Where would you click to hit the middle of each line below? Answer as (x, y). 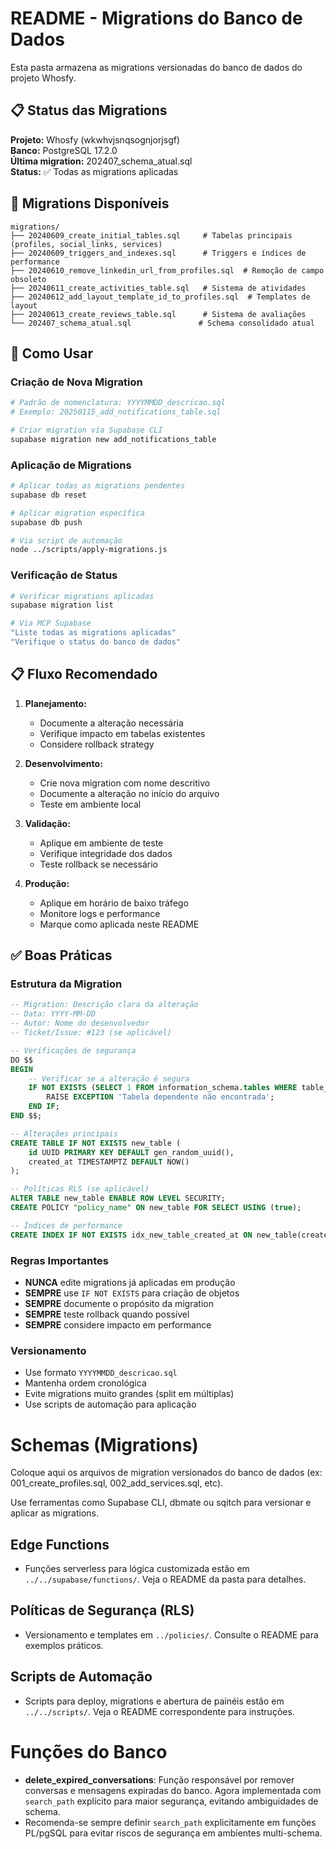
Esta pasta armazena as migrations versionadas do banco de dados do (156, 67)
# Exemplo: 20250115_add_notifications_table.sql (116, 412)
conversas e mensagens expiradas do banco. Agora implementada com (173, 1790)
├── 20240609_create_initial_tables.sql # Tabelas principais (151, 235)
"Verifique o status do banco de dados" (96, 642)
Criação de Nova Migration (76, 382)
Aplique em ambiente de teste (101, 843)
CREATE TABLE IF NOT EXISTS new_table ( (96, 1143)
